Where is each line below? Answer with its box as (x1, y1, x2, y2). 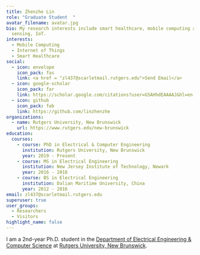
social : (6, 58, 26, 64)
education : (6, 130, 33, 137)
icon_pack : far (17, 86, 55, 92)
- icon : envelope (11, 64, 55, 70)
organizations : (6, 114, 44, 120)
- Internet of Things (11, 48, 65, 54)
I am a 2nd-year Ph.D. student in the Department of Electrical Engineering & (6, 235, 192, 242)
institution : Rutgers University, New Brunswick (21, 147, 145, 153)
